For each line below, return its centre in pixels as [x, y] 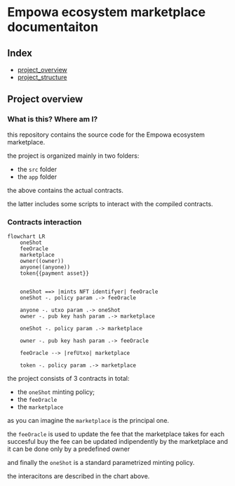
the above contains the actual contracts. [66, 190]
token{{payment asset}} [55, 273]
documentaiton [53, 27]
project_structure [42, 77]
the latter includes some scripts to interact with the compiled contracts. [110, 203]
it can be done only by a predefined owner [69, 449]
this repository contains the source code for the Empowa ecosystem [106, 135]
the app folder [37, 177]
